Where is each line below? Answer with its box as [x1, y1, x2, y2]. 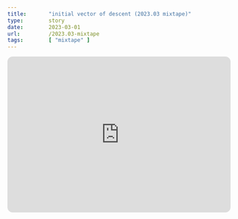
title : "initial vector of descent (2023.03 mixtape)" [7, 10, 192, 18]
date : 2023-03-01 [7, 23, 81, 30]
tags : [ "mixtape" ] [7, 37, 91, 44]
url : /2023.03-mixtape [7, 30, 100, 38]
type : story [7, 17, 65, 24]
